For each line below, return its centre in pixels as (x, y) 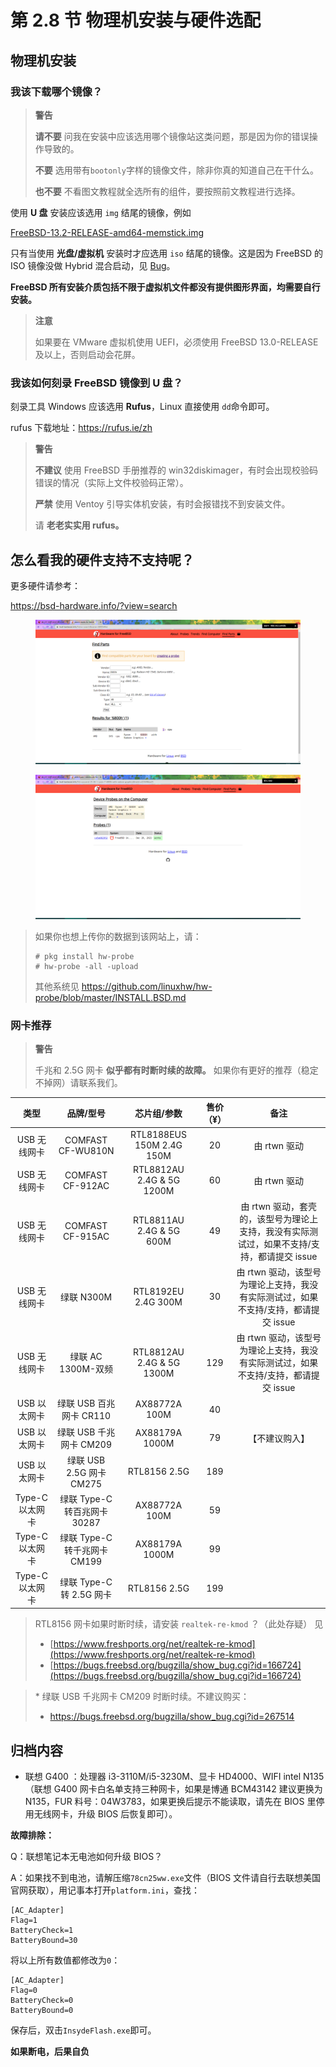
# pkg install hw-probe (84, 957)
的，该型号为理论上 (279, 1218)
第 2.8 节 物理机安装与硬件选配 (136, 20)
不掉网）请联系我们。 (78, 1083)
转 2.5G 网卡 (86, 1595)
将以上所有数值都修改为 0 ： (65, 1960)
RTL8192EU (159, 1291)
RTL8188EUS (158, 1135)
